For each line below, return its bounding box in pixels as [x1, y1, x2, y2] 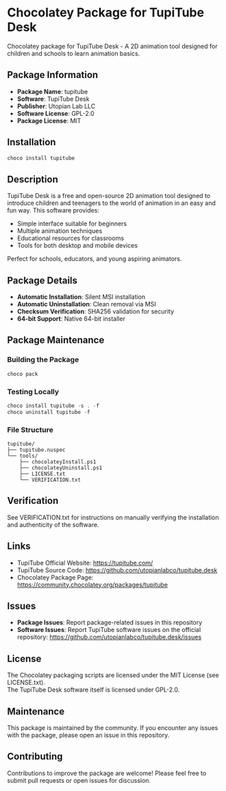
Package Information [7, 69, 99, 81]
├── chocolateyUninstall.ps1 [19, 464, 103, 471]
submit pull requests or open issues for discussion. [7, 776, 151, 784]
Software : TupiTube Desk [16, 95, 90, 103]
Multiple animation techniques [16, 227, 103, 235]
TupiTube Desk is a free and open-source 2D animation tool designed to [7, 192, 211, 200]
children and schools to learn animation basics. [7, 49, 140, 58]
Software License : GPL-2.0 [16, 109, 95, 117]
